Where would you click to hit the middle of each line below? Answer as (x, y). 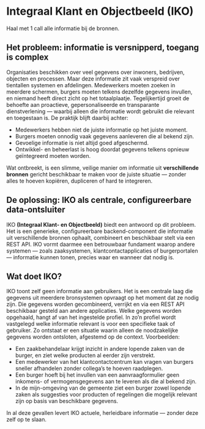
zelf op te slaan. (27, 420)
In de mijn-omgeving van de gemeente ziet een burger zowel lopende (103, 388)
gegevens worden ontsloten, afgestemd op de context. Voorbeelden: (93, 337)
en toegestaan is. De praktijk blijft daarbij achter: (67, 117)
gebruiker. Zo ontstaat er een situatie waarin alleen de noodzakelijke (92, 331)
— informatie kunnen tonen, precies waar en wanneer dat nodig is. (90, 257)
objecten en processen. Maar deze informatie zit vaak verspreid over (93, 79)
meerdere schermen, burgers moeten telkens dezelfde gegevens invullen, (99, 92)
